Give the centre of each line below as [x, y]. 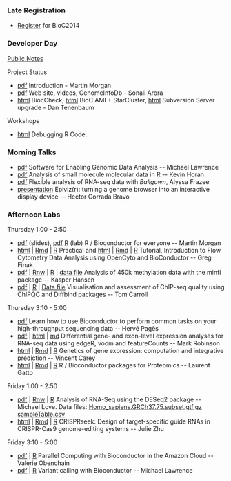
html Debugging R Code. [52, 134]
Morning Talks [32, 152]
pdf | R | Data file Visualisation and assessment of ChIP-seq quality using [121, 287]
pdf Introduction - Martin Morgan [64, 85]
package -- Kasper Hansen [56, 280]
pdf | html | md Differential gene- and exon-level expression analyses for [120, 336]
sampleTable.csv [41, 415]
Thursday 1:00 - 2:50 [37, 230]
